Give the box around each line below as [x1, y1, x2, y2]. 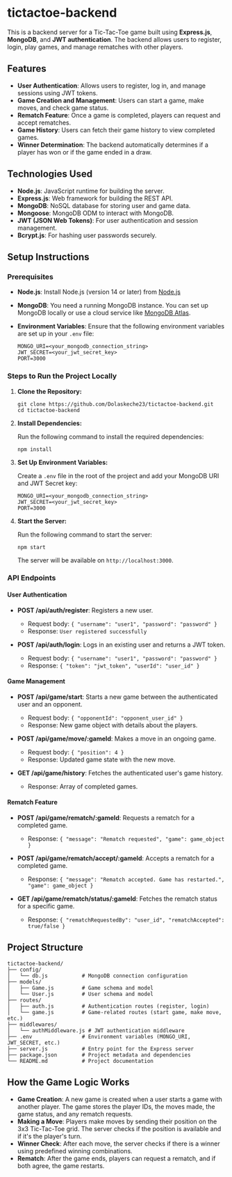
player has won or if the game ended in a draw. [17, 148, 152, 156]
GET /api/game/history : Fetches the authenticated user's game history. [17, 768, 224, 777]
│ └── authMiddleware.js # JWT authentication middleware [7, 1027, 185, 1034]
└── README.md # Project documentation [7, 1057, 154, 1064]
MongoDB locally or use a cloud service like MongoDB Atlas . [17, 308, 191, 317]
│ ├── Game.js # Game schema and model [7, 984, 154, 991]
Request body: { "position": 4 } [27, 748, 124, 756]
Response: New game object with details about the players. [27, 720, 198, 729]
